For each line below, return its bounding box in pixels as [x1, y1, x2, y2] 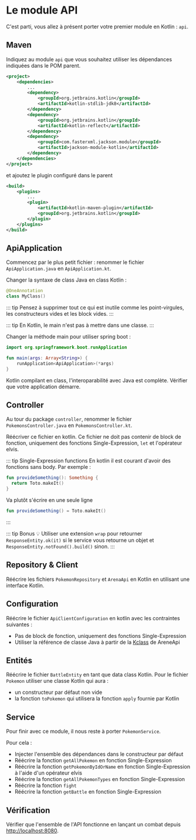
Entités [6, 655, 32, 666]
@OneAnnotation [6, 288, 43, 294]
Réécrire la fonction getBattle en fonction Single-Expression [14, 788, 161, 795]
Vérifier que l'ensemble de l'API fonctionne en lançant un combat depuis [6, 821, 181, 828]
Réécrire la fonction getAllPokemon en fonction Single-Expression [14, 757, 172, 764]
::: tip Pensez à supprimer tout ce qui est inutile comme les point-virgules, [6, 304, 184, 311]
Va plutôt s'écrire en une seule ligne [6, 497, 93, 504]
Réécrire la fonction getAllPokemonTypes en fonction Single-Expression [14, 776, 185, 783]
